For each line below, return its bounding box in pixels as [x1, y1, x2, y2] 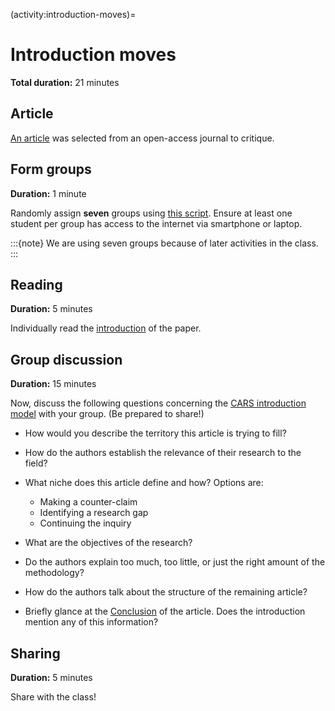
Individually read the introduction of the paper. [10, 322, 202, 334]
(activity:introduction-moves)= [10, 9, 137, 20]
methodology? [24, 567, 85, 579]
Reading [10, 276, 63, 293]
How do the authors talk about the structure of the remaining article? [24, 586, 308, 598]
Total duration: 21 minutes [10, 76, 120, 88]
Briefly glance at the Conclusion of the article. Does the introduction [24, 605, 306, 618]
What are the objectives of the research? [24, 537, 193, 549]
